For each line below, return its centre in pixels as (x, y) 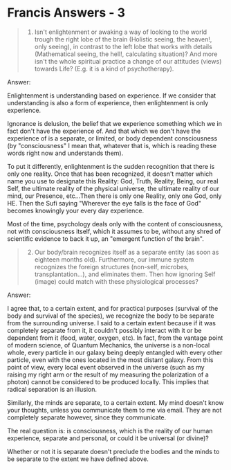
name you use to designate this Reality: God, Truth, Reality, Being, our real (113, 181)
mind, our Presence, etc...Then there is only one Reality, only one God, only (114, 196)
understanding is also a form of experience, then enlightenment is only (108, 102)
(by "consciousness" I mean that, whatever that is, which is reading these (112, 145)
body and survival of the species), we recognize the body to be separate (111, 316)
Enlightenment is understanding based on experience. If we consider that (112, 96)
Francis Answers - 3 (66, 13)
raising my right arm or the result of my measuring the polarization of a (108, 374)
